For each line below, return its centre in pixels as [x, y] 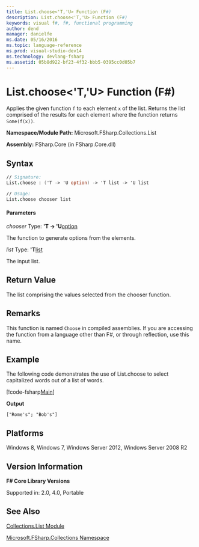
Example [23, 359]
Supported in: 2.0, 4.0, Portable [45, 493]
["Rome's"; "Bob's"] [32, 415]
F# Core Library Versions [38, 481]
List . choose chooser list [38, 199]
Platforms [25, 433]
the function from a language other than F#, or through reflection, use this [98, 334]
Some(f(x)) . [20, 121]
